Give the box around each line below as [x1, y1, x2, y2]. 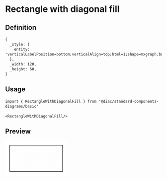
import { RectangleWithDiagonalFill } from [5, 99, 97, 104]
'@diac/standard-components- [98, 99, 159, 104]
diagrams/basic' [5, 104, 39, 109]
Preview [5, 127, 31, 136]
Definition [5, 23, 36, 32]
